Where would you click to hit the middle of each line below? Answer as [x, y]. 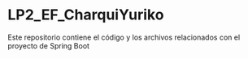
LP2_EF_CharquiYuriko [86, 15]
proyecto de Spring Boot [49, 45]
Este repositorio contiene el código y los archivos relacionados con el [124, 37]
